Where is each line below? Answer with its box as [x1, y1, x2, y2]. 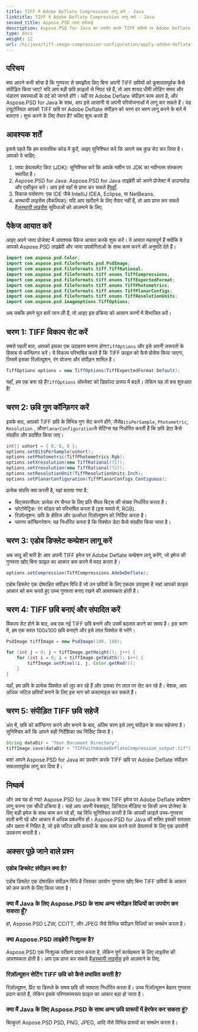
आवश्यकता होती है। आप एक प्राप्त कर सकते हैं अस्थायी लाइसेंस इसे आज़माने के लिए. [6, 955, 161, 962]
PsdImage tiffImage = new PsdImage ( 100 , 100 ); [6, 639, 123, 645]
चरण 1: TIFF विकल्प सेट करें [6, 327, 88, 337]
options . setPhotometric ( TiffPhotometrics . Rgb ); [6, 454, 126, 460]
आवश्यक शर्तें [6, 130, 42, 140]
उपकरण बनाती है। [6, 829, 41, 836]
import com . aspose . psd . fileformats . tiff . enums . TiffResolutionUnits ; [6, 293, 178, 300]
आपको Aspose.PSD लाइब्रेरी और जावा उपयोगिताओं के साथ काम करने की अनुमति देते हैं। [6, 243, 177, 251]
